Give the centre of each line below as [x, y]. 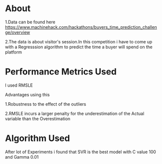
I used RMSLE [19, 85]
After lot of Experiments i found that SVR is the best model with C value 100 [81, 152]
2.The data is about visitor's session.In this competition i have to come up [79, 41]
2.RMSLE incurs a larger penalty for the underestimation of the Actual [75, 113]
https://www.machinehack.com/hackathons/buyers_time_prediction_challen [81, 27]
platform [13, 52]
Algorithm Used [37, 138]
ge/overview [18, 32]
